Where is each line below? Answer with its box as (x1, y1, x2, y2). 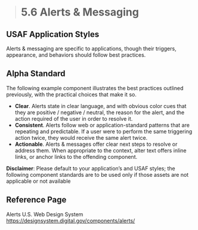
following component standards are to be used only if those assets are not (6, 171, 189, 178)
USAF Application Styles (6, 29, 100, 39)
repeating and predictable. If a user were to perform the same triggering (14, 128, 193, 135)
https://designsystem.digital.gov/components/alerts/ (6, 217, 135, 224)
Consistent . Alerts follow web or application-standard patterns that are (14, 121, 190, 128)
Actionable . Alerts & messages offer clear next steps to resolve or (14, 140, 178, 148)
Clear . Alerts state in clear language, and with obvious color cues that (14, 102, 187, 109)
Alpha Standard (6, 69, 66, 79)
